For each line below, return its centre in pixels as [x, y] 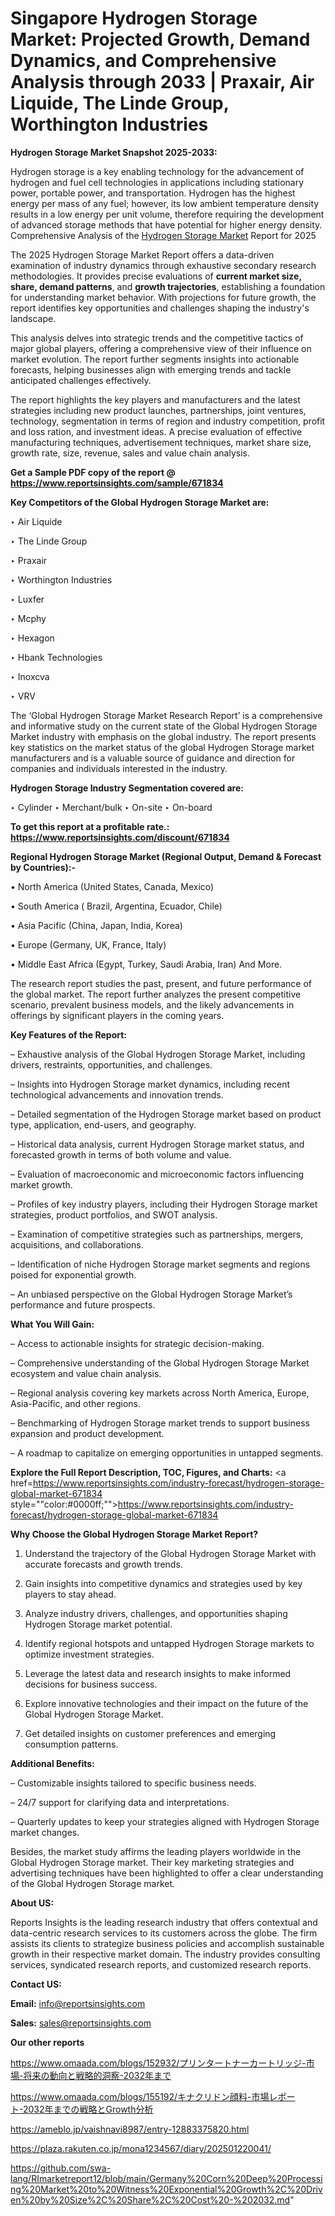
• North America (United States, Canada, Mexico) [112, 886]
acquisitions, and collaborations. [77, 1244]
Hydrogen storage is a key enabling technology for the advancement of [157, 171]
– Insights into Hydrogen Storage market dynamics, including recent [150, 1084]
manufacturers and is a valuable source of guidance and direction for [153, 758]
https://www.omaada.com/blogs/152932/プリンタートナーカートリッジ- [158, 2063]
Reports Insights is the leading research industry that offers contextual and [164, 1922]
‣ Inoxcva [30, 676]
